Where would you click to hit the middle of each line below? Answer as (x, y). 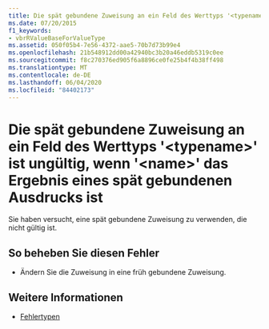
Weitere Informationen (66, 297)
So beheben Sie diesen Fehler (84, 253)
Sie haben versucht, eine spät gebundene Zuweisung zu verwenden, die (128, 220)
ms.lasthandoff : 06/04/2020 (55, 82)
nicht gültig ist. (33, 228)
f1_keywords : (30, 30)
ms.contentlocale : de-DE (50, 75)
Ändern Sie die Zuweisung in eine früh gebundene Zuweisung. (123, 272)
